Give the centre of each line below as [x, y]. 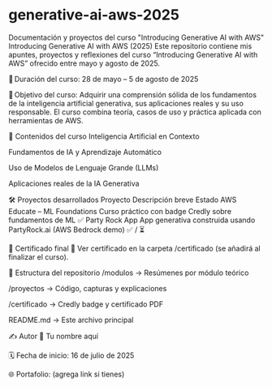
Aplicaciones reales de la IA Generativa [74, 183]
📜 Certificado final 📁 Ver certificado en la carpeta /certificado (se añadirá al [135, 248]
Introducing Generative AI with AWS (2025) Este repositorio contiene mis [130, 45]
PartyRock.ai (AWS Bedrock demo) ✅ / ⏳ [77, 230]
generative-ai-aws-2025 [94, 15]
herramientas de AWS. [46, 120]
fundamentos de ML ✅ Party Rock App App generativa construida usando [132, 220]
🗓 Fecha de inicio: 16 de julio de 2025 [71, 355]
